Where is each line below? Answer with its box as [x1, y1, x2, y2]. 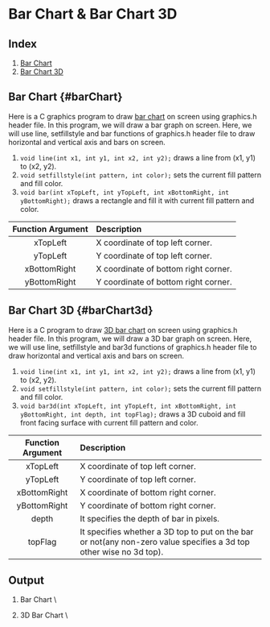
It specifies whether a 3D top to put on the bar [80, 525, 254, 537]
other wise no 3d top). [80, 546, 164, 557]
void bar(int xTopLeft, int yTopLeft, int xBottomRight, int [19, 189, 230, 197]
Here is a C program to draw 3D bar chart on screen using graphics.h [8, 325, 238, 334]
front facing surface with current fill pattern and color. [19, 417, 198, 427]
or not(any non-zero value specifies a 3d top [80, 536, 251, 547]
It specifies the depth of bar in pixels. [80, 513, 219, 524]
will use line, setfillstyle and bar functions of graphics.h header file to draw [8, 128, 256, 138]
